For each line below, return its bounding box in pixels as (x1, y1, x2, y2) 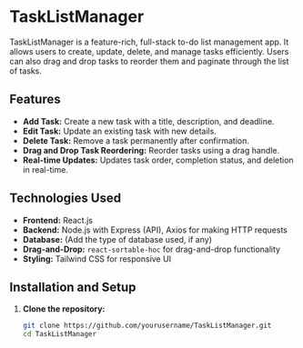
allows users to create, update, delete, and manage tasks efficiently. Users (9, 45, 289, 56)
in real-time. (22, 164, 68, 174)
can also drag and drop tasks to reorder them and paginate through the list (9, 55, 289, 66)
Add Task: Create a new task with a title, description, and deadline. (22, 115, 275, 126)
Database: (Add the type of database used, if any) (22, 234, 212, 244)
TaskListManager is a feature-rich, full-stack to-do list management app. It (9, 36, 289, 47)
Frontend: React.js (22, 214, 94, 225)
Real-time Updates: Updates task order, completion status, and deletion (22, 154, 294, 165)
